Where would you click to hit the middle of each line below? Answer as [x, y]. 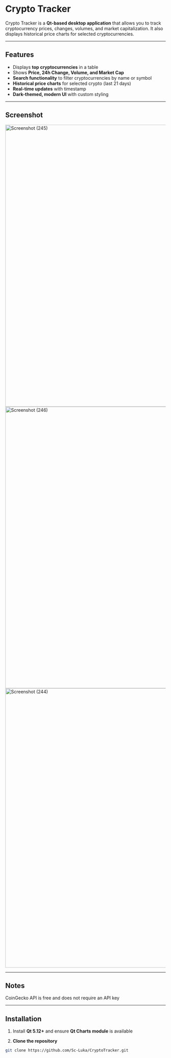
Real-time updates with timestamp [49, 89]
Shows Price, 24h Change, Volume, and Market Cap [68, 73]
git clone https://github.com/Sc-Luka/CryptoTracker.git [67, 1050]
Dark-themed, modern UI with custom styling [61, 94]
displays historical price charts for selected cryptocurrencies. [70, 34]
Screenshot [24, 115]
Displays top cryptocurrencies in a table [55, 67]
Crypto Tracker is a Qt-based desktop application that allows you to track [83, 23]
